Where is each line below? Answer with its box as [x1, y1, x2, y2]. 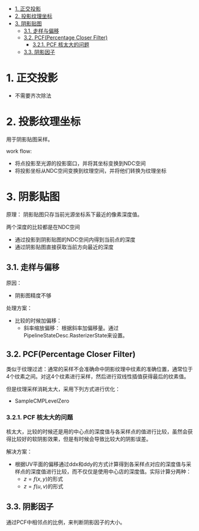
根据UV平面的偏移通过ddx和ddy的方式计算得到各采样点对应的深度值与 [14, 461, 187, 468]
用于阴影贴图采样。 [6, 136, 53, 143]
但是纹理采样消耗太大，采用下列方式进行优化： [6, 385, 120, 392]
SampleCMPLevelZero [14, 397, 70, 404]
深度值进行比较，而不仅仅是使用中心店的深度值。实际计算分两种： [30, 468, 191, 475]
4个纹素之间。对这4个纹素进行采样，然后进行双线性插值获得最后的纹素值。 [6, 373, 190, 380]
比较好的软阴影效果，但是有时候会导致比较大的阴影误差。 [11, 435, 152, 442]
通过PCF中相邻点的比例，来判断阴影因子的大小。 [6, 519, 126, 526]
